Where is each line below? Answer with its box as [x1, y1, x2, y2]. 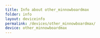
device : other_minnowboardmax [5, 26, 67, 31]
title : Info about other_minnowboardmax [5, 7, 90, 12]
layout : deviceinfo [5, 16, 45, 21]
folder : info [5, 12, 32, 17]
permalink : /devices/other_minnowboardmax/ [5, 21, 96, 26]
